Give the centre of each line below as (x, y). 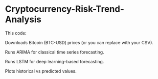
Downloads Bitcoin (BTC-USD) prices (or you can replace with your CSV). (79, 42)
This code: (16, 33)
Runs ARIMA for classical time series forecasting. (55, 52)
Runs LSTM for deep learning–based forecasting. (55, 61)
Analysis (23, 19)
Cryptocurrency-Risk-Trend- (65, 9)
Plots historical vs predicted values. (41, 71)
